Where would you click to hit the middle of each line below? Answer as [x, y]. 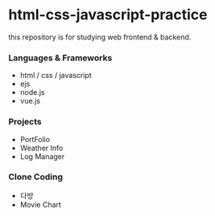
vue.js [30, 101]
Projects [25, 122]
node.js [33, 92]
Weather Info [41, 148]
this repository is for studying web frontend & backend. [100, 37]
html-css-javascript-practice [108, 15]
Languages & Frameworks [60, 58]
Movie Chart [41, 204]
